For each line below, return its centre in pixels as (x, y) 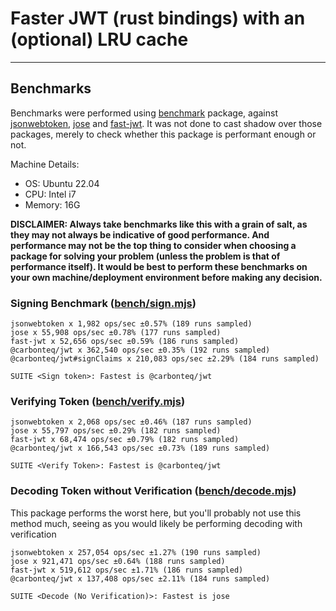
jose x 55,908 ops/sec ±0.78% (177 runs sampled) (116, 333)
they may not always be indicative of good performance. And (140, 234)
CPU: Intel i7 (50, 194)
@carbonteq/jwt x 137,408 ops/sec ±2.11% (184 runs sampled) (140, 578)
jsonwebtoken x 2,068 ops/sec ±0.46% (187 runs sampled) (131, 422)
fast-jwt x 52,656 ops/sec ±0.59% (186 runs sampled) (125, 342)
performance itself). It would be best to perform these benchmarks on (159, 266)
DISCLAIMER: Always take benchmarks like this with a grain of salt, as (159, 224)
